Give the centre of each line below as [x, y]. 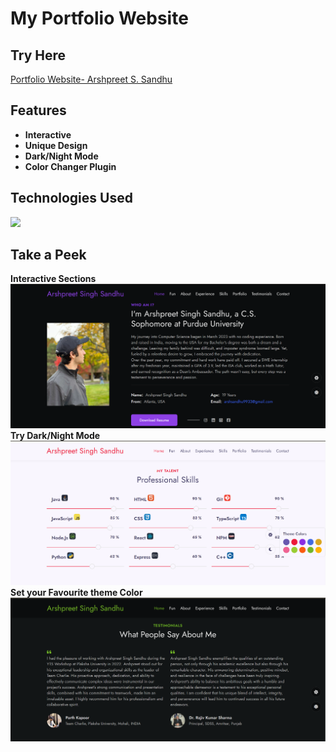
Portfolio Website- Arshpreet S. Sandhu [91, 79]
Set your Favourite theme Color [76, 593]
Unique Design [56, 145]
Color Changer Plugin [70, 166]
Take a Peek [48, 255]
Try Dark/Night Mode [55, 436]
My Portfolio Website [99, 18]
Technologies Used [71, 198]
